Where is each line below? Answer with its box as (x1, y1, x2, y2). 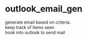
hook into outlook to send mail (5, 29, 65, 35)
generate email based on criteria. (5, 19, 71, 25)
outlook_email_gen (5, 3, 83, 14)
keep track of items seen (5, 24, 55, 30)
